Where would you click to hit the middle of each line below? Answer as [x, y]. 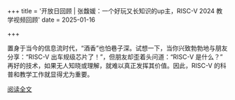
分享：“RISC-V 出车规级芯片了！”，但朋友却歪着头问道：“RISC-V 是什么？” [115, 57]
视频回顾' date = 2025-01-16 [54, 20]
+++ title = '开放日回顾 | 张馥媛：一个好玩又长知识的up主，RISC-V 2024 [111, 11]
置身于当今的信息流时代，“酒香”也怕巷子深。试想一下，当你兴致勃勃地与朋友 [117, 48]
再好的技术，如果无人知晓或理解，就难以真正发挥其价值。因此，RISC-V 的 [114, 65]
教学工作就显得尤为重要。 [56, 74]
